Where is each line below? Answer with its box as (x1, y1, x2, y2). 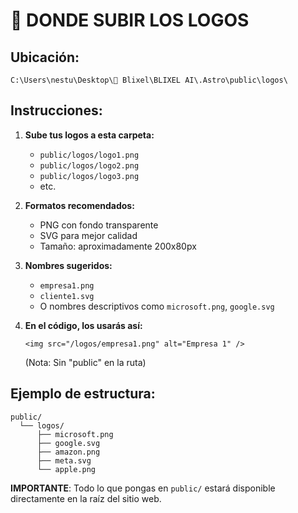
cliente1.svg (39, 291, 95, 301)
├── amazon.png (36, 447, 101, 457)
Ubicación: (10, 49, 80, 66)
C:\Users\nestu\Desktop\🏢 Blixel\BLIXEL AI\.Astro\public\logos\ (10, 75, 288, 85)
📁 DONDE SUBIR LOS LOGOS (10, 9, 250, 32)
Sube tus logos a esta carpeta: (24, 129, 155, 141)
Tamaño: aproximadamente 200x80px (39, 240, 197, 252)
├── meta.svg (36, 455, 92, 466)
